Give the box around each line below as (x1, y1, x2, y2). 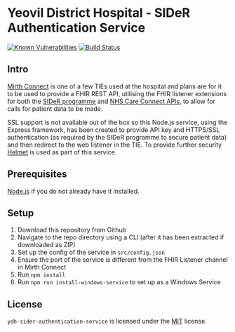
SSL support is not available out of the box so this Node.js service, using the (7, 118, 228, 126)
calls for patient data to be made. (7, 104, 103, 113)
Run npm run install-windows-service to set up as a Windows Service (17, 278, 221, 286)
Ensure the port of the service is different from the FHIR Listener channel (17, 255, 228, 264)
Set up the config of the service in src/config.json (17, 248, 165, 257)
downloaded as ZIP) (17, 241, 76, 249)
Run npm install (17, 270, 66, 279)
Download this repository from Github (17, 226, 127, 234)
